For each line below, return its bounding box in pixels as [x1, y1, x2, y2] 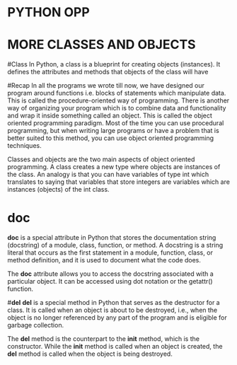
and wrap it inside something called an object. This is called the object [7, 111, 212, 120]
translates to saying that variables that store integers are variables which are [7, 178, 230, 186]
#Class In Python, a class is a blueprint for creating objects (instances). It [7, 60, 221, 69]
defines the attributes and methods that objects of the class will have [7, 68, 209, 76]
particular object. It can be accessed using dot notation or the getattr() [7, 277, 214, 286]
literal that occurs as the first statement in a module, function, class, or [7, 248, 214, 257]
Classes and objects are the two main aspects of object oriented [7, 155, 195, 163]
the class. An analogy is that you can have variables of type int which [7, 170, 209, 179]
